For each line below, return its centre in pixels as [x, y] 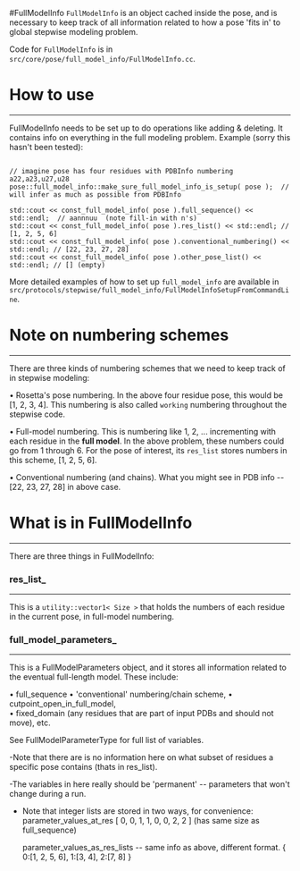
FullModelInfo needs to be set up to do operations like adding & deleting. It [146, 128]
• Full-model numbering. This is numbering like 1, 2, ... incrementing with [143, 431]
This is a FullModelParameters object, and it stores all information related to [148, 668]
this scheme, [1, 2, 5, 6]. [53, 460]
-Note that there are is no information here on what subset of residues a [142, 757]
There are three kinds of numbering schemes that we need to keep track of [147, 368]
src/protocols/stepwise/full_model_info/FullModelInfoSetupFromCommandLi [150, 290]
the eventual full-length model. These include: [94, 677]
